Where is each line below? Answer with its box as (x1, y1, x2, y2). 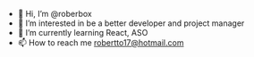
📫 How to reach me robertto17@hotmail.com (17, 37, 184, 48)
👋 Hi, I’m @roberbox (17, 9, 92, 19)
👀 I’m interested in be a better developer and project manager (17, 18, 245, 28)
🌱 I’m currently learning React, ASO (17, 28, 148, 37)
